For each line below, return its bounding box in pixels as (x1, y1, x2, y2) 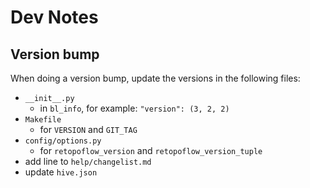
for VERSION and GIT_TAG (39, 124, 138, 135)
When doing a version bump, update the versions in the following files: (10, 72, 301, 84)
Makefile (24, 115, 62, 125)
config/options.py (24, 136, 102, 146)
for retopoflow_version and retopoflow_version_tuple (39, 145, 263, 156)
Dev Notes (10, 6, 99, 29)
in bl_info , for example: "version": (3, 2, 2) (39, 102, 230, 114)
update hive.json (24, 166, 98, 178)
